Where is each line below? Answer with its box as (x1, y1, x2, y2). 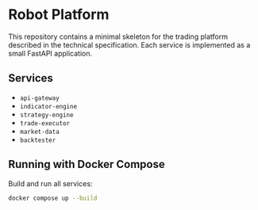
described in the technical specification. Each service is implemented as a (8, 40, 251, 49)
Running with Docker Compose (8, 158, 165, 171)
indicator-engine (19, 102, 78, 110)
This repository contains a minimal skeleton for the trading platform (8, 32, 229, 41)
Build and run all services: (8, 178, 93, 188)
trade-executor (19, 119, 71, 128)
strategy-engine (19, 111, 74, 119)
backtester (19, 136, 56, 144)
